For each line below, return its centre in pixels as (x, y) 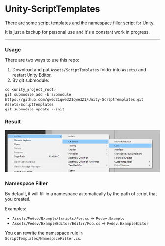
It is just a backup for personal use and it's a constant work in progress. (78, 32)
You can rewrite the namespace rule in (44, 233)
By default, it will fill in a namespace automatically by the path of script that (81, 194)
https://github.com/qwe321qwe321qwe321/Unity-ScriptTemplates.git (74, 100)
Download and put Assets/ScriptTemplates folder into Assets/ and (79, 70)
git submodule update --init (35, 109)
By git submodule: (30, 80)
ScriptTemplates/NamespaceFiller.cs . (43, 238)
